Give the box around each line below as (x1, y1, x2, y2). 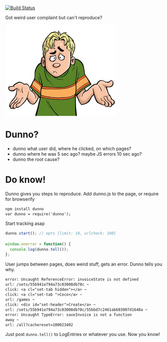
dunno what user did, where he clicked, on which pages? (12, 145, 132, 152)
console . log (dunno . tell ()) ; (10, 247, 69, 252)
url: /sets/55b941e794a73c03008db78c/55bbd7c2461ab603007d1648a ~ (5, 307, 148, 313)
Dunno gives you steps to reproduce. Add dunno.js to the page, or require (5, 190, 159, 197)
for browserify (5, 196, 35, 202)
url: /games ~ (5, 297, 35, 303)
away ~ (5, 317, 19, 323)
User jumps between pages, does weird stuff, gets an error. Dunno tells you (5, 261, 162, 267)
